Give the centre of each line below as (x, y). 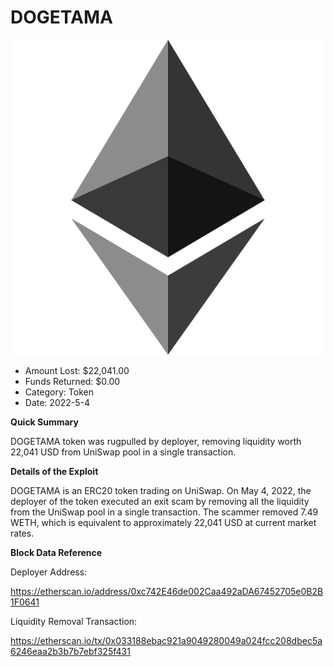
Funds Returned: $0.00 (72, 381)
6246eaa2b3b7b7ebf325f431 (70, 651)
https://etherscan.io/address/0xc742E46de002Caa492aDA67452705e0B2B (167, 591)
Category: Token (59, 392)
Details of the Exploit (54, 471)
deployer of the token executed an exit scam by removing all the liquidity (160, 501)
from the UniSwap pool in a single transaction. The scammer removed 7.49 (164, 512)
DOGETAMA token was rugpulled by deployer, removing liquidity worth (156, 441)
